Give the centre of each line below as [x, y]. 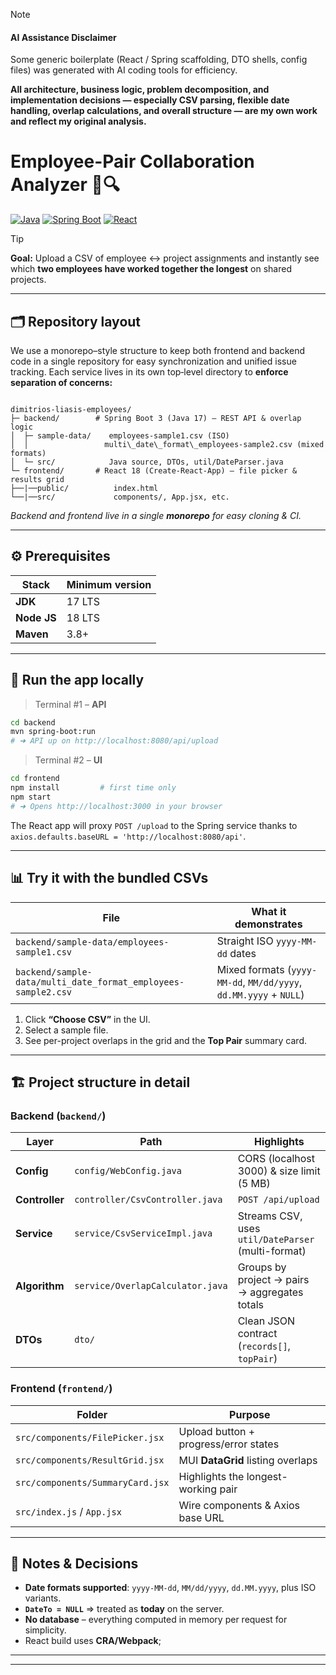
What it [269, 911]
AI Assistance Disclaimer [63, 37]
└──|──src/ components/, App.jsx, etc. [120, 497]
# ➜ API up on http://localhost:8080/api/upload [114, 741]
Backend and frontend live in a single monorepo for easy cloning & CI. [156, 515]
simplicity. [45, 1630]
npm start [31, 797]
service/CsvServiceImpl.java [143, 1233]
